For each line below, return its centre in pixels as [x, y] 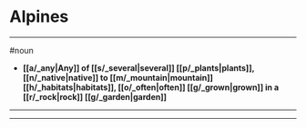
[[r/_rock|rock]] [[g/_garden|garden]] [94, 96]
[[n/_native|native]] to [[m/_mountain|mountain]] [118, 77]
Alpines [39, 17]
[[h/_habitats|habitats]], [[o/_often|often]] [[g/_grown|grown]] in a [151, 87]
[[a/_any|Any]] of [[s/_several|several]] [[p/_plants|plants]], [138, 68]
